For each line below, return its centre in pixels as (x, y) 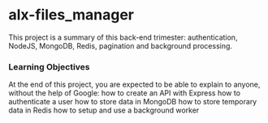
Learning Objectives (50, 66)
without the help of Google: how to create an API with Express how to (125, 93)
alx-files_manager (71, 15)
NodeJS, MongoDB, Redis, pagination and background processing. (121, 45)
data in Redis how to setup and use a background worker (104, 110)
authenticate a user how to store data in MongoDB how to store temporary (133, 102)
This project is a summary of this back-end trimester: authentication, (123, 37)
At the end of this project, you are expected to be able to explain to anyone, (134, 85)
